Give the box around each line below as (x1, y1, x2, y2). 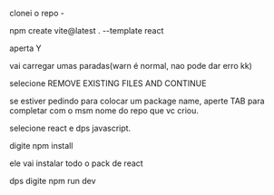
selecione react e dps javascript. (9, 122, 132, 133)
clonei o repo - (9, 8, 65, 18)
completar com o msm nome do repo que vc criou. (9, 105, 200, 116)
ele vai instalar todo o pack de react (9, 158, 143, 169)
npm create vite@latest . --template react (9, 25, 164, 35)
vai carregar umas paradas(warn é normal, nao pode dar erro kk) (9, 61, 252, 71)
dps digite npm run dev (9, 176, 97, 186)
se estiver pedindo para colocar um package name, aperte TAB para (9, 95, 265, 106)
